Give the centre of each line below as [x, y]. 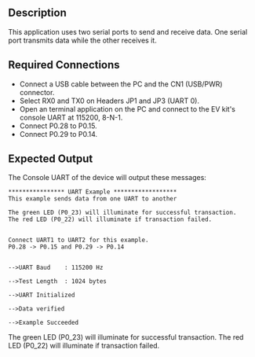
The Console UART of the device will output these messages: [107, 178]
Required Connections [64, 65]
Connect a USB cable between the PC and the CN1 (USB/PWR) [121, 84]
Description [37, 13]
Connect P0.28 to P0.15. [58, 126]
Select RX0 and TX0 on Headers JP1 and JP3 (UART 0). [109, 101]
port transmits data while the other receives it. [82, 40]
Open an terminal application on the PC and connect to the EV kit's [127, 109]
